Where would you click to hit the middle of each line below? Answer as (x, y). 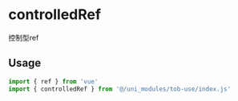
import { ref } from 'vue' (53, 81)
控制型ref (24, 37)
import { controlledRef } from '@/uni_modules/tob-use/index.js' (119, 89)
